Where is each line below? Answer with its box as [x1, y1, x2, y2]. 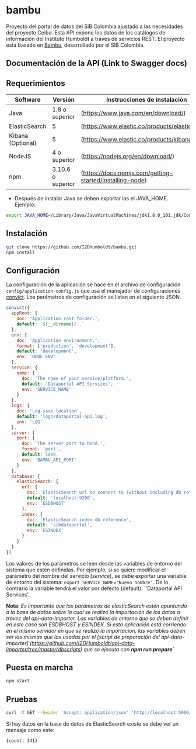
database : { [11, 473, 41, 479]
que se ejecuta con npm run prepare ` [83, 646, 174, 653]
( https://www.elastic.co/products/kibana [80, 136, 192, 144]
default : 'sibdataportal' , [27, 522, 93, 528]
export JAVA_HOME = [6, 213, 51, 219]
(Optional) [9, 139, 37, 147]
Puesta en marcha [6, 663, 73, 672]
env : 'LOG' [16, 419, 43, 425]
